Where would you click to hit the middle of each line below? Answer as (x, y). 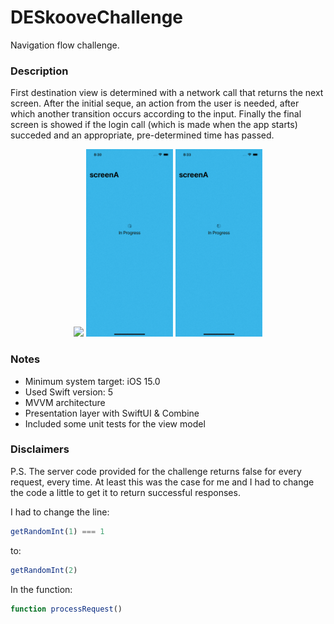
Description (39, 71)
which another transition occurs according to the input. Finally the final (156, 114)
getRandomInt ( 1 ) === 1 (57, 531)
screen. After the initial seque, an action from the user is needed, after (155, 103)
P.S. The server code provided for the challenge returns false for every (156, 471)
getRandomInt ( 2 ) (44, 570)
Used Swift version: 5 (69, 392)
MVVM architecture (65, 402)
